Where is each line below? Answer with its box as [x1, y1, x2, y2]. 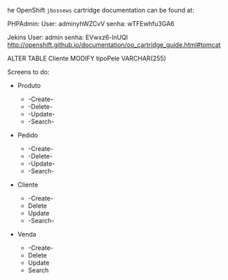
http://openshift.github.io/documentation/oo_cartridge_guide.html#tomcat [7, 41, 221, 48]
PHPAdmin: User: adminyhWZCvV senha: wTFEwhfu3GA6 [7, 20, 175, 27]
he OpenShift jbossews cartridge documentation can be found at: [7, 6, 194, 14]
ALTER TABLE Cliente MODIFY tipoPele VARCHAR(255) [7, 54, 166, 62]
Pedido [17, 131, 39, 139]
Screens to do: [7, 68, 50, 76]
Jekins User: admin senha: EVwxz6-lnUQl [7, 33, 128, 41]
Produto [17, 81, 41, 90]
